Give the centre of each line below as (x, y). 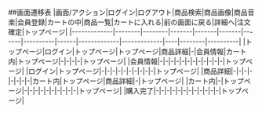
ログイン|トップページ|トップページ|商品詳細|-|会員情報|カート (146, 51)
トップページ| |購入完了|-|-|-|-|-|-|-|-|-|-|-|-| (150, 91)
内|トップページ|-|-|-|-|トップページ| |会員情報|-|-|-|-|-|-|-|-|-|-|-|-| (117, 61)
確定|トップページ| (38, 32)
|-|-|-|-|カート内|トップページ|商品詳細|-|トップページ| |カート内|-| (116, 81)
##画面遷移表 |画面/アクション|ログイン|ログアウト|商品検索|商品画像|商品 (128, 12)
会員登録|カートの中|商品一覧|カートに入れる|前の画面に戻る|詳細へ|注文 (134, 22)
